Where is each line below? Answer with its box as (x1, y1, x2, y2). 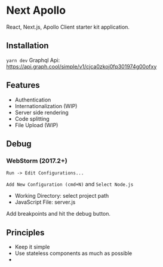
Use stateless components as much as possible (14, 250, 133, 257)
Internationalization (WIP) (14, 102, 78, 109)
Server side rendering (14, 109, 69, 116)
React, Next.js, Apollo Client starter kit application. (6, 23, 130, 30)
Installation (6, 41, 49, 51)
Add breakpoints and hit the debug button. (6, 210, 111, 217)
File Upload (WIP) (14, 121, 59, 128)
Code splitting (14, 115, 50, 122)
